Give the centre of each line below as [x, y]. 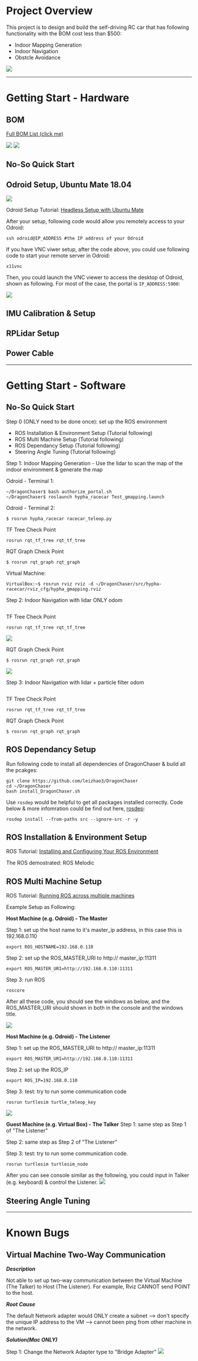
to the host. [20, 1293]
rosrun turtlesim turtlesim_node [47, 1164]
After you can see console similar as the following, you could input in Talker [98, 1175]
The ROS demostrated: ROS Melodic [50, 863]
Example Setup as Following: [41, 907]
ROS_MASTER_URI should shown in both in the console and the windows [95, 1008]
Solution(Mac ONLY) [32, 1339]
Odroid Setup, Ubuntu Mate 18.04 [69, 184]
